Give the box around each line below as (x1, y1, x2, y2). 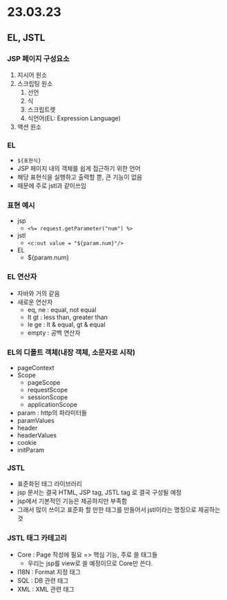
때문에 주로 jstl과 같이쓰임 (17, 181, 87, 190)
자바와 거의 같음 (17, 289, 60, 298)
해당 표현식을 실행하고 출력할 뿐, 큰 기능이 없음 (17, 173, 143, 181)
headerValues (17, 431, 57, 439)
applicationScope (27, 401, 78, 409)
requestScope (27, 385, 68, 394)
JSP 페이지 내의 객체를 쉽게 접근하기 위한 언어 (17, 164, 141, 173)
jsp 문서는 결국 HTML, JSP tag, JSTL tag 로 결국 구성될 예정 (17, 489, 181, 497)
